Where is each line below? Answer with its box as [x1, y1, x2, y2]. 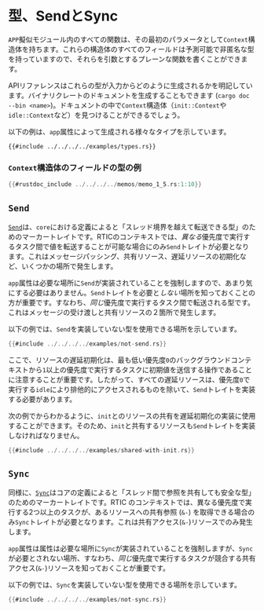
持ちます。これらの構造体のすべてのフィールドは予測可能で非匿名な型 [28, 44, 255, 53]
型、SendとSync [8, 7, 119, 25]
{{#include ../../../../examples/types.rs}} [8, 142, 156, 150]
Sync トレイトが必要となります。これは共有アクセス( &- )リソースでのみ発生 [15, 518, 253, 527]
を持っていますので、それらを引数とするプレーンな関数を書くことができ [8, 54, 241, 64]
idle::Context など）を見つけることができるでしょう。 [8, 110, 185, 119]
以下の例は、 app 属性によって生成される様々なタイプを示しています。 [8, 126, 231, 136]
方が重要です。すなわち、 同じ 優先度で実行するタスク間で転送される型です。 [8, 298, 255, 307]
